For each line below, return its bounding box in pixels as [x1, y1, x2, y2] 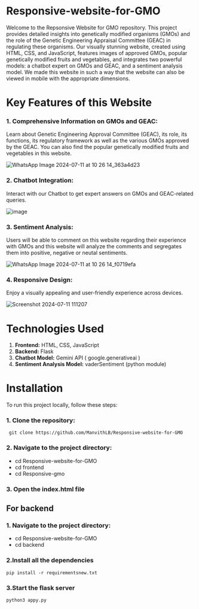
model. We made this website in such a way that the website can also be [6, 68, 185, 75]
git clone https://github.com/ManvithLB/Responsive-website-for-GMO [8, 430, 183, 436]
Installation [6, 382, 63, 395]
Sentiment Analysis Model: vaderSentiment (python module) [14, 361, 167, 368]
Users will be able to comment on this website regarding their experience [6, 236, 186, 243]
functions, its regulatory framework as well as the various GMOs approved [6, 137, 189, 144]
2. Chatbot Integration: [6, 176, 74, 185]
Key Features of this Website [6, 96, 152, 109]
